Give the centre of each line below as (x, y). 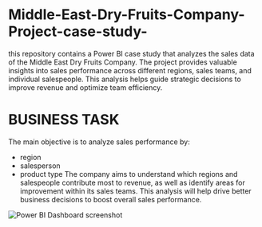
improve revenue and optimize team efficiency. (85, 87)
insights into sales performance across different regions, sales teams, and (130, 70)
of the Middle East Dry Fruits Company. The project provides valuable (123, 62)
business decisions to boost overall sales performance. (111, 199)
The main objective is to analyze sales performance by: (99, 142)
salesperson (40, 166)
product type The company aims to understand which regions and (129, 174)
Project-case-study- (78, 31)
